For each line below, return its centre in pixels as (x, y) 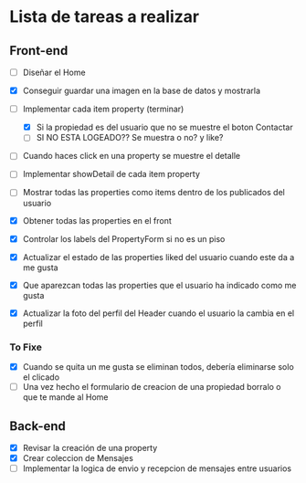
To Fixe (26, 347)
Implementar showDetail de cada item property (111, 174)
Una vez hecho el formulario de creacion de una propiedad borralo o (152, 387)
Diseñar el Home (54, 72)
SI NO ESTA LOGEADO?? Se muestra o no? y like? (130, 138)
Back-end (38, 426)
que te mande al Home (65, 397)
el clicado (41, 377)
